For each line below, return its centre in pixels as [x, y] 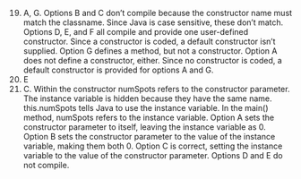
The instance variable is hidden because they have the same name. [147, 98]
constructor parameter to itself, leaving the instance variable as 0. [145, 127]
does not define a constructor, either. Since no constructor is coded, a [153, 60]
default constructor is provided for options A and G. [118, 70]
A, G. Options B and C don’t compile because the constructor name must [158, 13]
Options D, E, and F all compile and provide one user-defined [136, 32]
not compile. [46, 165]
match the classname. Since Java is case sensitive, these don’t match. [153, 22]
